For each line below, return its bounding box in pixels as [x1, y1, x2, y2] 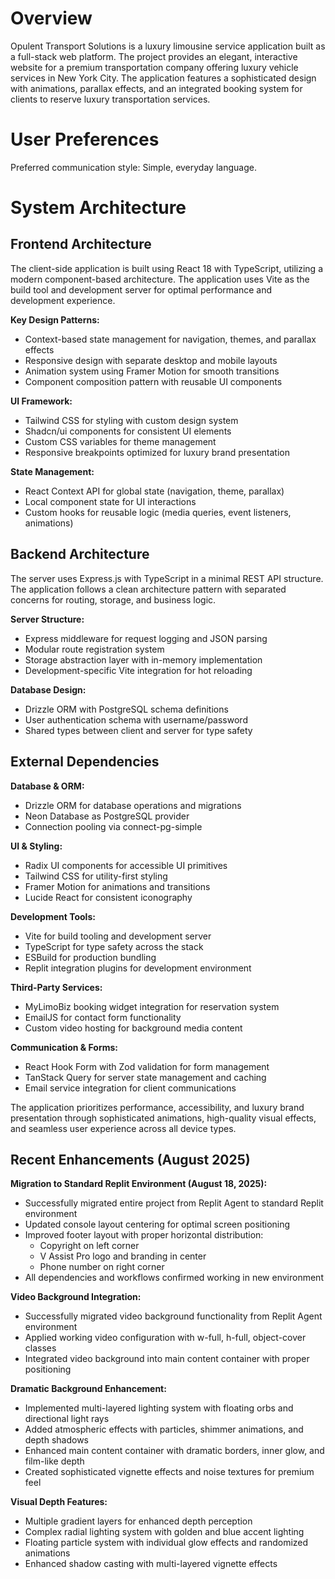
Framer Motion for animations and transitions [24, 880, 211, 892]
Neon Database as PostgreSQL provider [24, 810, 190, 822]
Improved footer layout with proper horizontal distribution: [24, 1229, 264, 1241]
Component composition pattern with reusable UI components [24, 375, 283, 387]
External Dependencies [10, 753, 160, 771]
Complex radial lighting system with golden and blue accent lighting [24, 1526, 305, 1538]
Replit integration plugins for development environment [24, 962, 252, 974]
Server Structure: [10, 613, 85, 625]
